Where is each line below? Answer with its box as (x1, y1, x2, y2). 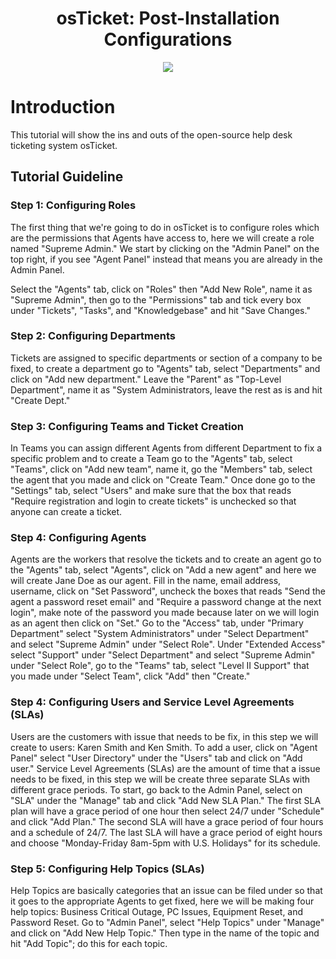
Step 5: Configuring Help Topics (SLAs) (10, 862, 205, 876)
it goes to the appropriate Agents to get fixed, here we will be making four (10, 895, 315, 907)
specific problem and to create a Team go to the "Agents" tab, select (10, 453, 293, 465)
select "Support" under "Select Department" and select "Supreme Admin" (10, 649, 316, 661)
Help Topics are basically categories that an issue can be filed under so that (10, 885, 323, 897)
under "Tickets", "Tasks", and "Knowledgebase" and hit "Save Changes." (10, 304, 311, 316)
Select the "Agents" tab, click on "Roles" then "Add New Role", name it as (10, 283, 313, 295)
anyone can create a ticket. (10, 506, 123, 518)
